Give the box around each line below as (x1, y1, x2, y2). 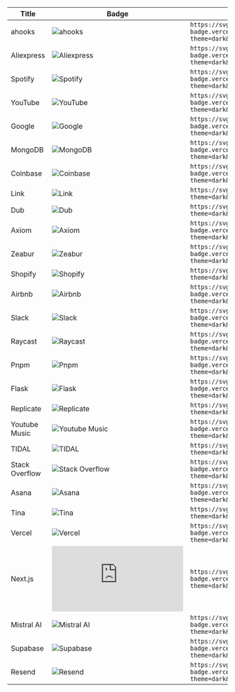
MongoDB (10, 145, 44, 155)
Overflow (10, 469, 41, 478)
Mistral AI (10, 620, 42, 629)
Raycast (10, 337, 37, 346)
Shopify (10, 269, 36, 278)
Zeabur (10, 249, 35, 258)
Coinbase (10, 169, 43, 178)
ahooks (10, 27, 35, 36)
